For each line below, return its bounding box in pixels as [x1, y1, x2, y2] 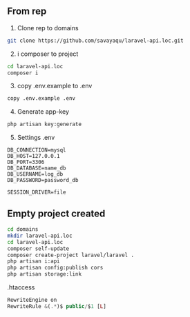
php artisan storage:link [7, 271, 82, 278]
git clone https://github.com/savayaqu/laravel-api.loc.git [7, 37, 184, 44]
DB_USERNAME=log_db [7, 171, 64, 178]
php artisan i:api [7, 258, 60, 265]
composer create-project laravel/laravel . [7, 252, 135, 258]
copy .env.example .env [7, 95, 76, 102]
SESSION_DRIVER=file [7, 189, 67, 196]
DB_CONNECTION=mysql [7, 147, 67, 154]
